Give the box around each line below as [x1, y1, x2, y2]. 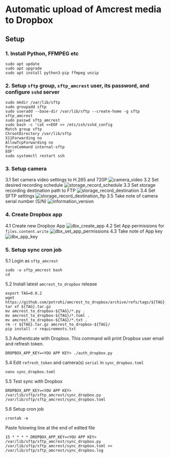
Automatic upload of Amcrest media [5, 4, 162, 15]
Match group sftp [5, 127, 42, 132]
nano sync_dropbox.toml [5, 369, 56, 375]
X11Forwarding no [5, 136, 42, 141]
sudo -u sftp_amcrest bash [5, 268, 63, 273]
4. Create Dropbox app [5, 211, 63, 218]
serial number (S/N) [5, 198, 47, 205]
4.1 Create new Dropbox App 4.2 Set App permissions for [5, 222, 164, 228]
